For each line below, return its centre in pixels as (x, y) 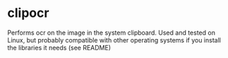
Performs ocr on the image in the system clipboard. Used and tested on (111, 33)
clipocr (28, 13)
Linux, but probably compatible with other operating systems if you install (114, 40)
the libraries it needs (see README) (59, 47)
